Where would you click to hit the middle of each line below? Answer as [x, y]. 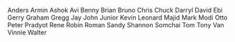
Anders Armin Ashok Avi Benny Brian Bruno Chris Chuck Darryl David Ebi [115, 10]
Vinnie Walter [27, 32]
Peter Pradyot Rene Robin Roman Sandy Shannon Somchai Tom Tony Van [116, 25]
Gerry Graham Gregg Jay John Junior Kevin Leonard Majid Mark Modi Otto [117, 17]
